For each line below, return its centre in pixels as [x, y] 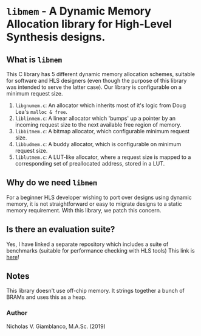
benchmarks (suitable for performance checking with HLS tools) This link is [101, 250]
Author [17, 313]
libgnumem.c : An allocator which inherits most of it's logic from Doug [101, 105]
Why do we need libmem [52, 183]
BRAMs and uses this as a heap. [46, 297]
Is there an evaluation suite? [61, 229]
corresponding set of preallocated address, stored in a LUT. [90, 163]
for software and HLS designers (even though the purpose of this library [97, 81]
